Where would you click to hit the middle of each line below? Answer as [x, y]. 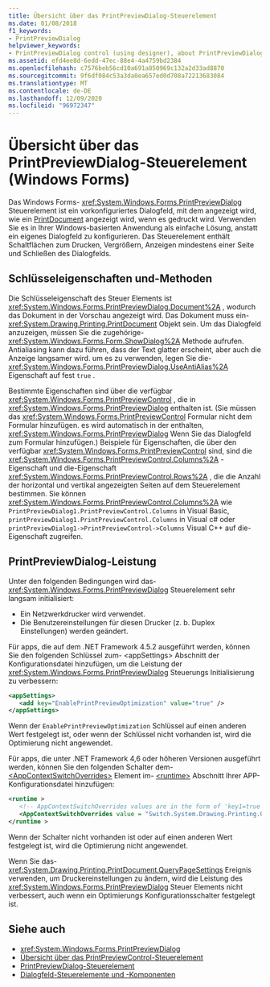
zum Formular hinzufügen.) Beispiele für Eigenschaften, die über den [123, 442]
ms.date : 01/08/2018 [43, 23]
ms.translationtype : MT [48, 83]
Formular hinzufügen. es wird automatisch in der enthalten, [106, 425]
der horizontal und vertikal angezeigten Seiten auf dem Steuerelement [125, 485]
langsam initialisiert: [41, 598]
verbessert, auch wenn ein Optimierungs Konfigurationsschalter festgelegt [132, 895]
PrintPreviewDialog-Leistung [82, 562]
